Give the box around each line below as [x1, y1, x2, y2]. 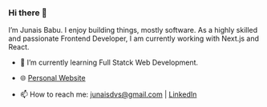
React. [8, 42, 30, 52]
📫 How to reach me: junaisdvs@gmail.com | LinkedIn [19, 89, 197, 99]
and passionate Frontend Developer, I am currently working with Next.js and [8, 34, 259, 43]
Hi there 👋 [8, 7, 48, 18]
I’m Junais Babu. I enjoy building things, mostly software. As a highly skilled [8, 26, 258, 35]
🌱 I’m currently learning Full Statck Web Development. [19, 57, 199, 67]
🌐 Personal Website [19, 73, 86, 83]
